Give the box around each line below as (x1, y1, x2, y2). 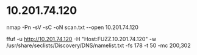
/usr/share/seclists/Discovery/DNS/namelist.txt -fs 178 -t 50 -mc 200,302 (6, 42, 191, 49)
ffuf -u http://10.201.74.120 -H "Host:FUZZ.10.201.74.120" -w (6, 35, 157, 42)
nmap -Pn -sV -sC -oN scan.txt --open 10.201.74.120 (6, 24, 139, 31)
